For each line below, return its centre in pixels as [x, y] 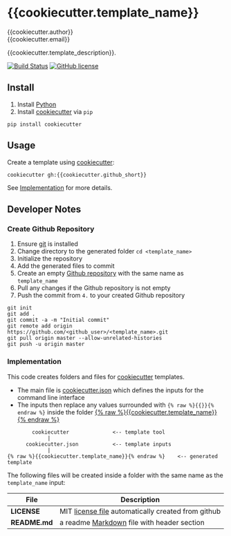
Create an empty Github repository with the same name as [101, 274]
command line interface [51, 397]
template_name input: [36, 482]
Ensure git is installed [47, 244]
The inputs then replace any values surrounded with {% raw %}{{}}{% [115, 405]
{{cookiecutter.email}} [39, 39]
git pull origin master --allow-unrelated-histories [85, 338]
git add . [21, 314]
